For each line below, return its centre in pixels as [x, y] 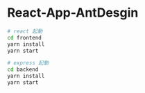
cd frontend [24, 37]
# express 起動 [28, 63]
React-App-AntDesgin [73, 13]
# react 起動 [25, 31]
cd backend [23, 70]
